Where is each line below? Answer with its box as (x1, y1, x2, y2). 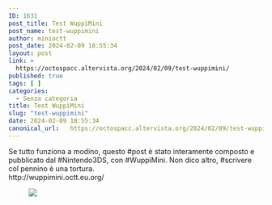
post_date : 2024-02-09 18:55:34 (8, 42, 117, 50)
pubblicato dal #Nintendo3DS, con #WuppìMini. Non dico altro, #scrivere (8, 155, 253, 165)
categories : (8, 86, 49, 95)
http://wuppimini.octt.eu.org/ (8, 172, 104, 182)
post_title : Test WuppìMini (8, 19, 104, 27)
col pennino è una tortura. (8, 163, 95, 174)
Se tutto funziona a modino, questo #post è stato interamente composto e (8, 146, 255, 156)
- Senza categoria (15, 94, 79, 102)
